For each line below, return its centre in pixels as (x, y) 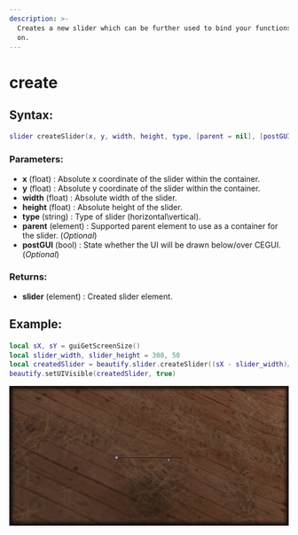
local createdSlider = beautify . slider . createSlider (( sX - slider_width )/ (150, 365)
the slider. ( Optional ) (59, 235)
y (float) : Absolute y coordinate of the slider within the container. (141, 188)
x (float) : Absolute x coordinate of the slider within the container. (141, 178)
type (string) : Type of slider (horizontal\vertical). (111, 216)
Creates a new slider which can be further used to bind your (134, 28)
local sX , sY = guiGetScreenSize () (75, 346)
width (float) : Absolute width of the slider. (99, 197)
